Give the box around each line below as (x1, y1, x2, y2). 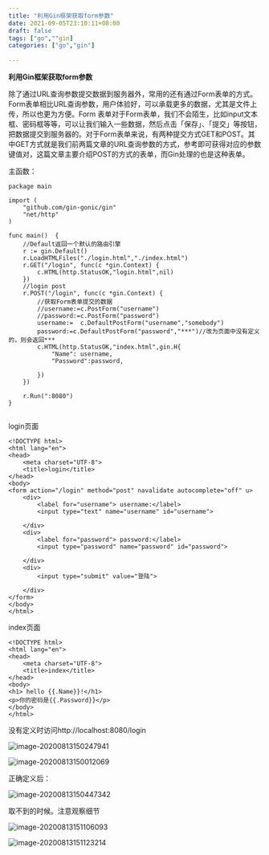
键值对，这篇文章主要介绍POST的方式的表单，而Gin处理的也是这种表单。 (8, 149, 250, 159)
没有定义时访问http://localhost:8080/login (8, 726, 147, 735)
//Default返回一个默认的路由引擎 (22, 240, 121, 248)
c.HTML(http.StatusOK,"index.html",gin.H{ (37, 343, 181, 351)
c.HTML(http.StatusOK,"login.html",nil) (37, 268, 174, 276)
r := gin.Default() (22, 247, 88, 255)
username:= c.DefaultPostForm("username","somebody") (37, 319, 225, 327)
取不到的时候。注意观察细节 (8, 806, 100, 816)
